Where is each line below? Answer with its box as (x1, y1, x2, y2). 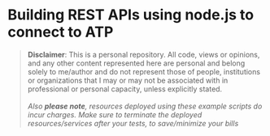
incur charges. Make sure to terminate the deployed (27, 109, 202, 119)
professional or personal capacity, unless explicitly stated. (27, 83, 223, 94)
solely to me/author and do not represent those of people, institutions (27, 66, 261, 76)
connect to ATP (7, 23, 114, 41)
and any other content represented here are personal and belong (27, 58, 246, 68)
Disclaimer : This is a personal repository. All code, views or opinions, (27, 49, 260, 59)
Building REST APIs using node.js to (7, 6, 254, 24)
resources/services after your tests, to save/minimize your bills (27, 118, 239, 128)
